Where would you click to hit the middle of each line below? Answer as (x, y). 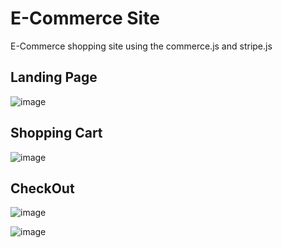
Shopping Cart (56, 133)
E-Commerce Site (85, 18)
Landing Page (54, 77)
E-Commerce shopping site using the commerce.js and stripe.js (141, 46)
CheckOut (42, 188)
